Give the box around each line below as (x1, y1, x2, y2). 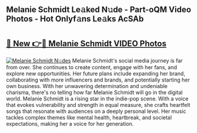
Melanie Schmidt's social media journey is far (72, 57, 183, 64)
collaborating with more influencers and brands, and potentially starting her (6, 76, 190, 83)
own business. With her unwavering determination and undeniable (6, 83, 168, 89)
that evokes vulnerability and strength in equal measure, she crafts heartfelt (6, 102, 190, 108)
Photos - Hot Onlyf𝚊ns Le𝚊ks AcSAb (6, 14, 144, 24)
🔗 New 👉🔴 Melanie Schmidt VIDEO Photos (6, 38, 167, 48)
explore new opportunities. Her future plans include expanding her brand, (6, 70, 185, 77)
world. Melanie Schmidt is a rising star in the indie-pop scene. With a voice (6, 95, 189, 102)
